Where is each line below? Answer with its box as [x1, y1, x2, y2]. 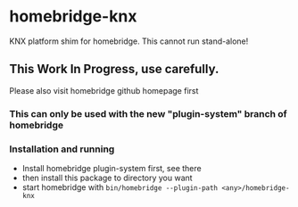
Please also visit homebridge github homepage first [9, 85, 199, 95]
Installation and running [9, 143, 115, 155]
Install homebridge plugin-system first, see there [21, 162, 203, 173]
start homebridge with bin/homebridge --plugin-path [21, 181, 219, 193]
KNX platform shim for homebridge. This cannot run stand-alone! [9, 36, 249, 46]
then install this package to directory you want [21, 172, 194, 183]
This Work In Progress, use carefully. [9, 62, 219, 77]
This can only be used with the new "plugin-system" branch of [9, 107, 287, 120]
